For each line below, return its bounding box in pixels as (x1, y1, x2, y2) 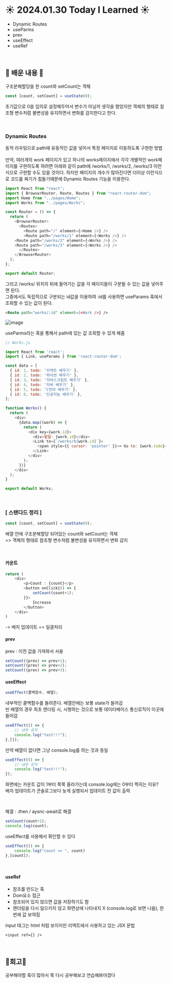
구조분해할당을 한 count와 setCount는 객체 (5, 83, 91, 89)
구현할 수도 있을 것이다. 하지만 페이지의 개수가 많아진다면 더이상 (18, 169, 145, 175)
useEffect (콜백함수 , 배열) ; (5, 690, 59, 696)
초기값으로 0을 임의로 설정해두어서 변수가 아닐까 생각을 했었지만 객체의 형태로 (5, 103, 159, 109)
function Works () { (5, 405, 47, 411)
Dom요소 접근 (12, 892, 41, 898)
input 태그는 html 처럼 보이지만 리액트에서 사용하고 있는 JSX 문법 (5, 922, 135, 928)
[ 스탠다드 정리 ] (5, 509, 42, 516)
